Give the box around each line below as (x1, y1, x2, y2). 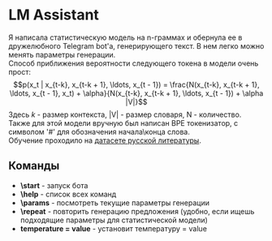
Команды (8, 159, 60, 173)
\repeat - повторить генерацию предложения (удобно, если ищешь (19, 206, 255, 216)
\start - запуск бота (19, 180, 89, 190)
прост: (8, 67, 31, 76)
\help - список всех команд (19, 189, 117, 199)
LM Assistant (8, 6, 100, 24)
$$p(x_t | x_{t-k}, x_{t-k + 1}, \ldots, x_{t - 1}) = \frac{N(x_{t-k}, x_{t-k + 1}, (13, 80, 260, 89)
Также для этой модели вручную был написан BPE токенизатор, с (8, 118, 239, 127)
